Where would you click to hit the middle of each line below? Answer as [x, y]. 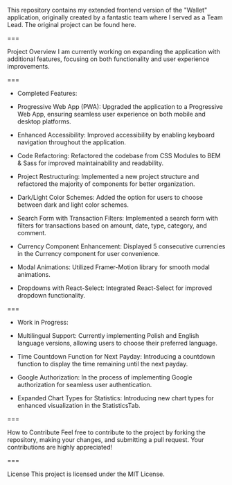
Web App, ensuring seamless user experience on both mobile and [111, 114]
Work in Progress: [43, 322]
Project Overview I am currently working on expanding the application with [114, 52]
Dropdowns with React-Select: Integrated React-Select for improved [115, 288]
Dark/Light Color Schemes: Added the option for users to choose [110, 197]
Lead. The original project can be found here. [72, 25]
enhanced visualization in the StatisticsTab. [79, 406]
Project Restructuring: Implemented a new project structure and [108, 177]
